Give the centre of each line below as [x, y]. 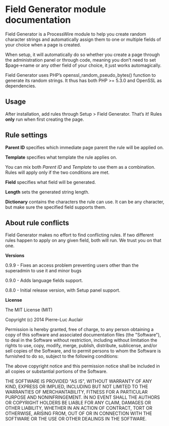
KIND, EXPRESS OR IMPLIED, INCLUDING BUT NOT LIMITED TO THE [77, 387]
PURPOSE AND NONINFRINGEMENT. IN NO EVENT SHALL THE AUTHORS [83, 397]
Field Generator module [55, 9]
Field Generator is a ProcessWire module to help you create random [76, 34]
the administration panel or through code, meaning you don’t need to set [81, 60]
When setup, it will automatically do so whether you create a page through [82, 55]
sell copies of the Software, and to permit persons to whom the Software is [83, 351]
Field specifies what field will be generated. [51, 182]
